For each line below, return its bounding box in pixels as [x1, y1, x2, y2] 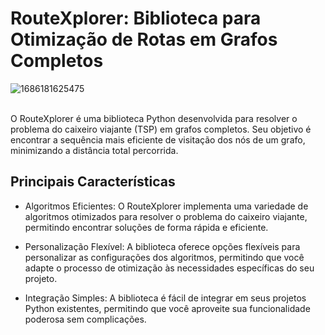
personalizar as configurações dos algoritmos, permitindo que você [24, 251, 305, 263]
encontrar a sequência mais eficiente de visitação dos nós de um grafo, [10, 133, 306, 146]
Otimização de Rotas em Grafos [10, 28, 278, 51]
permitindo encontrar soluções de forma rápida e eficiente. [24, 221, 269, 233]
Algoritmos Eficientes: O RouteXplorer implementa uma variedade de [24, 200, 309, 212]
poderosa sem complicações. [24, 313, 147, 325]
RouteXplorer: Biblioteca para [10, 7, 262, 30]
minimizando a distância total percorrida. [10, 144, 179, 156]
